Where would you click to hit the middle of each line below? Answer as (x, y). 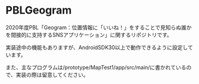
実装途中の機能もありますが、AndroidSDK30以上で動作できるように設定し (97, 47)
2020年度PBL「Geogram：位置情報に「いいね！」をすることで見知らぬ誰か (99, 27)
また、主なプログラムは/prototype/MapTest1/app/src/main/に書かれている (96, 67)
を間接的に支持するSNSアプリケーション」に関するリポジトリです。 (89, 35)
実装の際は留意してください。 (52, 75)
